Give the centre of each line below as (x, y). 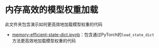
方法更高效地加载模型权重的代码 (44, 40)
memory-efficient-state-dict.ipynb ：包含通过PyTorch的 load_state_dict (83, 34)
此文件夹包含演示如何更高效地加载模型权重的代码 (54, 24)
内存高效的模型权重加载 (52, 10)
